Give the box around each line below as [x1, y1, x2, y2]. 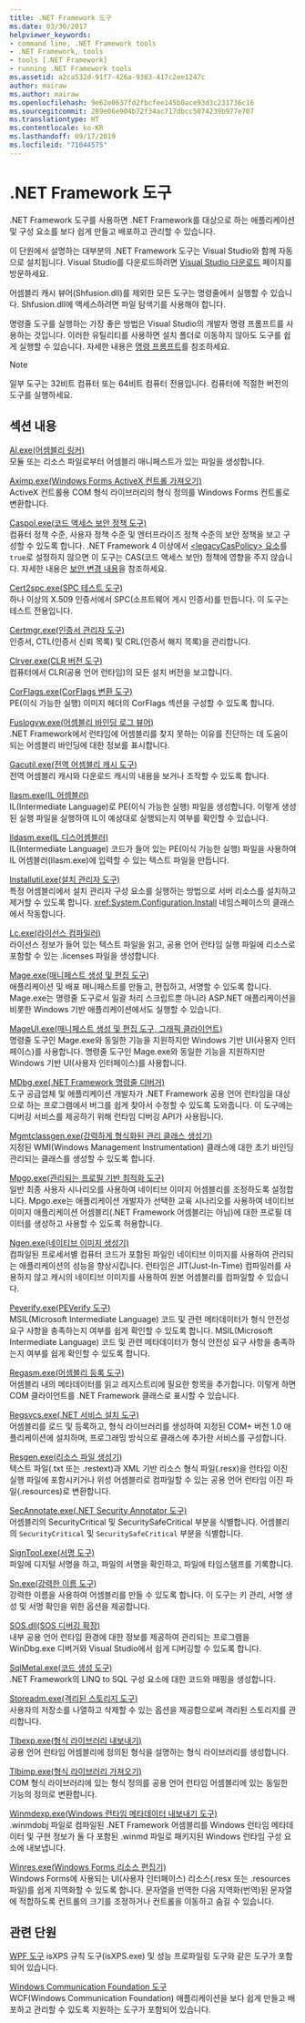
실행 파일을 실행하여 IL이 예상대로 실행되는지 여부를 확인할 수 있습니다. [18, 812, 269, 823]
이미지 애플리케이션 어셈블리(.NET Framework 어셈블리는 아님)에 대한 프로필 [9, 1207, 282, 1217]
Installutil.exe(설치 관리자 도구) [9, 874, 120, 885]
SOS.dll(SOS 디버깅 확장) [9, 1619, 101, 1631]
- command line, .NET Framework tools [9, 38, 157, 48]
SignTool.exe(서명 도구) [9, 1546, 96, 1558]
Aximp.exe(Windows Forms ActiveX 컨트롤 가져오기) [9, 475, 202, 486]
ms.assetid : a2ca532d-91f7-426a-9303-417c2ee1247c [9, 73, 206, 82]
